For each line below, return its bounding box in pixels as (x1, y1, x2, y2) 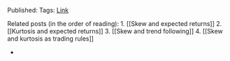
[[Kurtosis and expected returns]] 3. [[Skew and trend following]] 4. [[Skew (7, 27, 223, 35)
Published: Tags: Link (7, 6, 69, 14)
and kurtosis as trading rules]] (7, 34, 94, 43)
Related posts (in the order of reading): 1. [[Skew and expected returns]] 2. (7, 20, 222, 27)
